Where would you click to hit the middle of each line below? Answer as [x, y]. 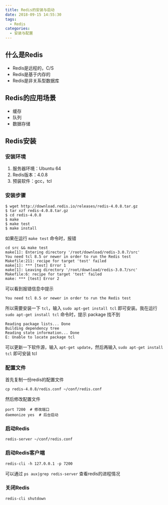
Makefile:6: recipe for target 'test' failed [53, 274]
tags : [11, 19]
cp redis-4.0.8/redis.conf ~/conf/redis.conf [53, 389]
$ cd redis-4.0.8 [23, 215]
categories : [18, 29]
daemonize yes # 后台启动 [32, 415]
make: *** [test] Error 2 [32, 278]
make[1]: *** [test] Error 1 [36, 265]
